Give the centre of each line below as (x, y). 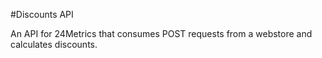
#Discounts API (42, 14)
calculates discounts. (54, 44)
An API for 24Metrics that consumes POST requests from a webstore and (161, 33)
